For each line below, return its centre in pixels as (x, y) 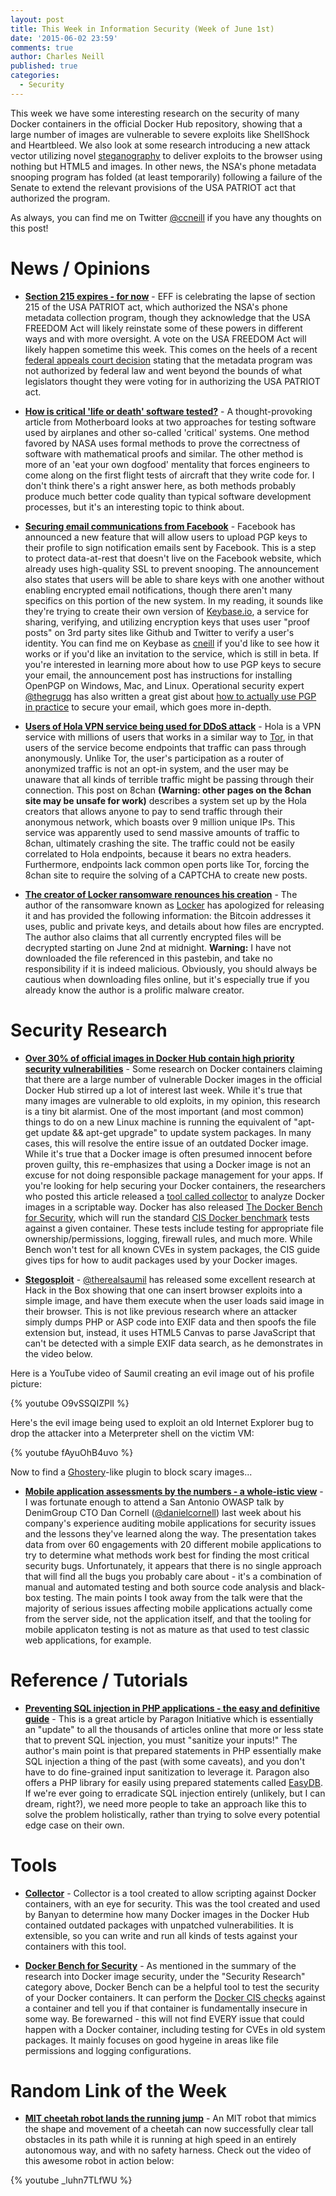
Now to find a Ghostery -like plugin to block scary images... (131, 1472)
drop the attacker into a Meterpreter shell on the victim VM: (132, 1433)
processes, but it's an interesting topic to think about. (134, 507)
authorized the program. (60, 198)
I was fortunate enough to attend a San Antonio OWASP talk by (154, 1502)
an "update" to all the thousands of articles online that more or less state (174, 1729)
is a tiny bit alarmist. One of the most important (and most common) (164, 1111)
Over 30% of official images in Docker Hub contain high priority (159, 1058)
